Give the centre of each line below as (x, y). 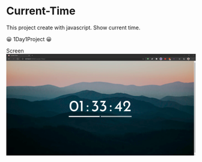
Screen (15, 51)
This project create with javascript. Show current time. (73, 27)
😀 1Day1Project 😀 (29, 39)
